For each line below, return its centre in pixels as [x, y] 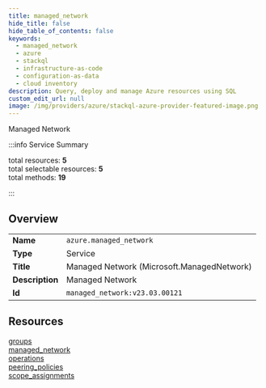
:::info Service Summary [49, 145]
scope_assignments [42, 375]
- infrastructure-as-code [59, 69]
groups [20, 341]
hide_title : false [39, 23]
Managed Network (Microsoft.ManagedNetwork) [159, 266]
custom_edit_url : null [46, 99]
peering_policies [36, 367]
